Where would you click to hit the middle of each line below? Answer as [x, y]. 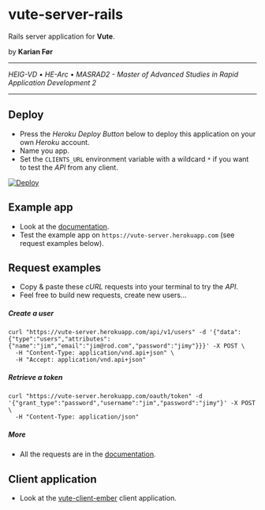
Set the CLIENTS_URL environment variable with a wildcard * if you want [134, 158]
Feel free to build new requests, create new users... [103, 295]
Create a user [31, 313]
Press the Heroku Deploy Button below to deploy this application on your [138, 134]
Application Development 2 [52, 82]
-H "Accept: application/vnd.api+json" [81, 360]
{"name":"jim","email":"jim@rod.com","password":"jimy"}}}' [109, 346]
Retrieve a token [35, 377]
